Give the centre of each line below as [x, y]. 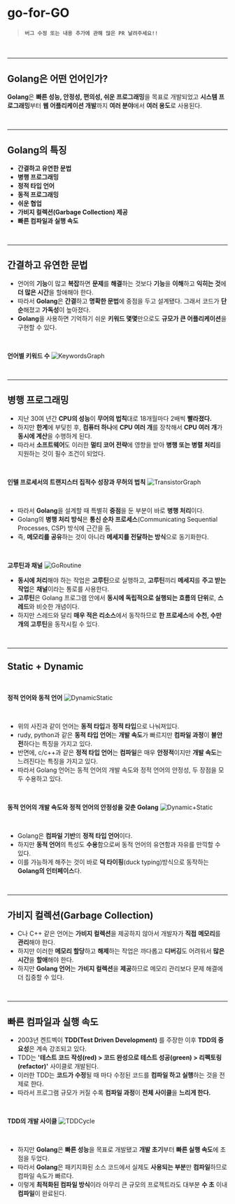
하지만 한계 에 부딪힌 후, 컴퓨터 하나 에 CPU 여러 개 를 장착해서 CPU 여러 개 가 [120, 427]
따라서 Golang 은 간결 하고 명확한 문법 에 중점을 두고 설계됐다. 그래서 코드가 [118, 301]
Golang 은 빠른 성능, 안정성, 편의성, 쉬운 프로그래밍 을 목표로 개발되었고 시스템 [113, 97]
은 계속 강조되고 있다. [58, 1049]
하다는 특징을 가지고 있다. [58, 744]
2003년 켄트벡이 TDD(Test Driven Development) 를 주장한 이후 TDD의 [117, 1040]
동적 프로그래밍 [38, 195]
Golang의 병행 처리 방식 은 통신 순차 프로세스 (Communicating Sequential [117, 519]
